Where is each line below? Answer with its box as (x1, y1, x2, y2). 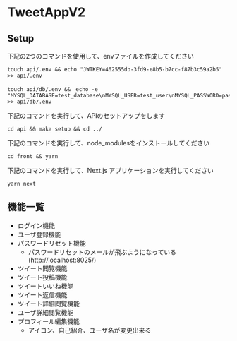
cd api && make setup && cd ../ (7, 126, 102, 133)
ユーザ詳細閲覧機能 (17, 308, 74, 316)
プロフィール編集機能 (17, 317, 80, 325)
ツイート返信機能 (17, 290, 68, 299)
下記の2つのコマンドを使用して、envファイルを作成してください (7, 52, 194, 60)
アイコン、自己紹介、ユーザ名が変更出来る (28, 325, 152, 334)
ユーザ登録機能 (17, 230, 61, 239)
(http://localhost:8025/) (28, 256, 97, 264)
